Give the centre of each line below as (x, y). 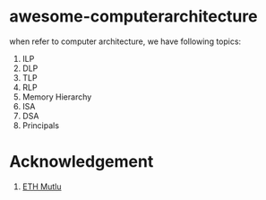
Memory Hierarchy (57, 97)
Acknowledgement (82, 162)
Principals (41, 125)
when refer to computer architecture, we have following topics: (125, 41)
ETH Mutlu (42, 187)
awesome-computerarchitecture (133, 17)
